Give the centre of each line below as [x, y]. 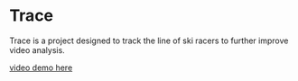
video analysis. [37, 49]
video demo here [41, 67]
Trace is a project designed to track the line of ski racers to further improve [149, 40]
